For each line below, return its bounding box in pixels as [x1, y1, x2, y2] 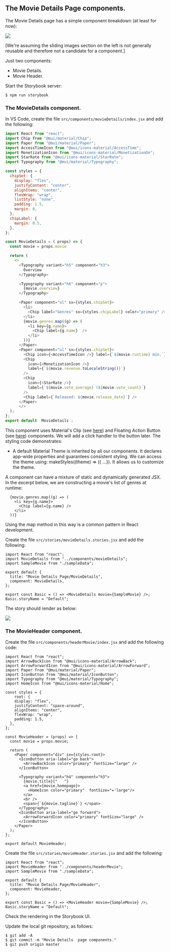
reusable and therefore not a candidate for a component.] [5, 48, 125, 54]
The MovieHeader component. [5, 628, 82, 635]
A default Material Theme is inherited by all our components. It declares [12, 448, 162, 454]
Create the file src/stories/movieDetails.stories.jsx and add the [5, 537, 144, 543]
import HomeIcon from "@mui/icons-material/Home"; [5, 681, 114, 686]
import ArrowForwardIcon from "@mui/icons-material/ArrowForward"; [5, 663, 151, 668]
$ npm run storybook [5, 93, 49, 98]
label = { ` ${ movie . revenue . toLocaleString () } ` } [27, 366, 125, 371]
